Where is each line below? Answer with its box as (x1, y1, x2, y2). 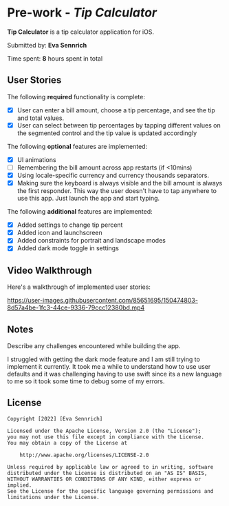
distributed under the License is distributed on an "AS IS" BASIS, (7, 469, 208, 476)
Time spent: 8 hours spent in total (7, 54, 103, 63)
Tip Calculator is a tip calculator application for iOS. (7, 28, 155, 36)
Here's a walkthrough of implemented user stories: (7, 283, 151, 291)
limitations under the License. (7, 494, 100, 500)
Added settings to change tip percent (17, 221, 123, 229)
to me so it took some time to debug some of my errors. (7, 377, 165, 385)
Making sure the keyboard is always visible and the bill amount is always (17, 179, 223, 188)
